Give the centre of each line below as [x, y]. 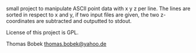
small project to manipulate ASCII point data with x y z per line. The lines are [98, 9]
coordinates [21, 21]
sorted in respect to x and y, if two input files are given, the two [83, 15]
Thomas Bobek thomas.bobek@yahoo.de [57, 44]
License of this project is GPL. [42, 32]
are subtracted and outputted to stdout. [84, 21]
